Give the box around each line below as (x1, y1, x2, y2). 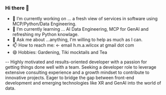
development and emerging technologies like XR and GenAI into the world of (5, 80, 162, 86)
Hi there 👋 (5, 4, 30, 11)
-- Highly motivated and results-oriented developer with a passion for (5, 59, 147, 65)
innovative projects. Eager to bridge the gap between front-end (5, 75, 135, 81)
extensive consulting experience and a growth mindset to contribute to (5, 69, 150, 76)
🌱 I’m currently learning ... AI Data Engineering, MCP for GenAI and (12, 26, 149, 32)
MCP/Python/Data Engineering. (12, 21, 77, 27)
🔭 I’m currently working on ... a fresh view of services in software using (12, 16, 158, 22)
